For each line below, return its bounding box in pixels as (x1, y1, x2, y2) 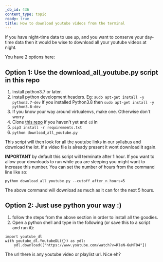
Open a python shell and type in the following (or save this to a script (12, 219, 150, 225)
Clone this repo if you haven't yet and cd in (12, 119, 98, 125)
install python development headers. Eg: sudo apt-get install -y (12, 94, 145, 100)
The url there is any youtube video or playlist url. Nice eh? (5, 251, 121, 257)
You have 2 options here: (5, 54, 55, 60)
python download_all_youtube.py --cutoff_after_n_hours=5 (5, 179, 125, 184)
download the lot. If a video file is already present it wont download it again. (5, 144, 157, 150)
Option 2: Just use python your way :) (5, 201, 122, 210)
